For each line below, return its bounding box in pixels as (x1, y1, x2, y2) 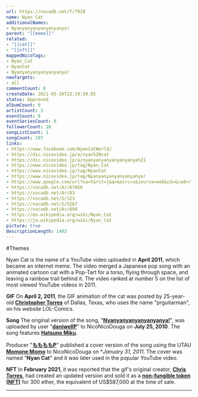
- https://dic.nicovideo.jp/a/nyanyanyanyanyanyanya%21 (6, 157, 146, 163)
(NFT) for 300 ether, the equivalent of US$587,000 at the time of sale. (6, 378, 176, 385)
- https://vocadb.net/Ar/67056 (6, 184, 83, 190)
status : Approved (6, 96, 49, 102)
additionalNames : (6, 19, 49, 25)
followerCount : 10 (6, 124, 51, 130)
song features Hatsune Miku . (6, 329, 78, 336)
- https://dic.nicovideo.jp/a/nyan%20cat (6, 151, 110, 157)
